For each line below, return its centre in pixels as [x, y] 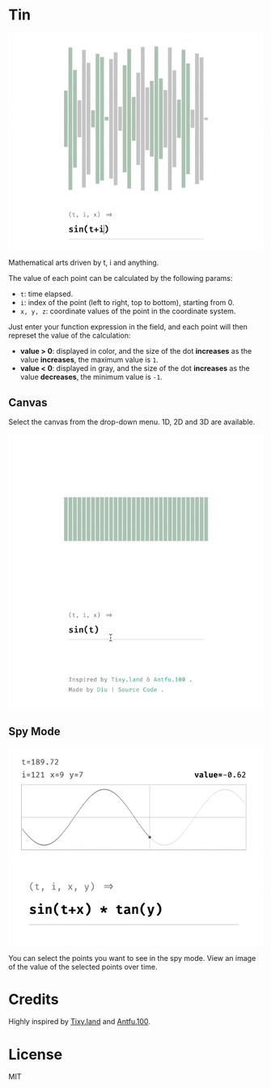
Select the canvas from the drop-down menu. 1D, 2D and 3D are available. [132, 422]
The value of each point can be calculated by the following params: [121, 278]
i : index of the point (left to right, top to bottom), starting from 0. [127, 303]
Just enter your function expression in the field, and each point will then [128, 327]
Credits [34, 999]
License [36, 1054]
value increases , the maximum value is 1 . [89, 360]
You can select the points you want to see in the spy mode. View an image [132, 958]
